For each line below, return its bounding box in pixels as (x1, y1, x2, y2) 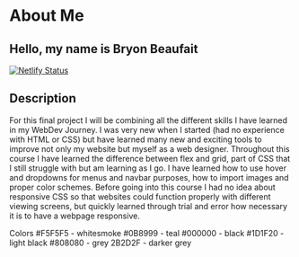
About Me (9, 5, 84, 26)
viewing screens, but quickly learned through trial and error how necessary (9, 200, 288, 211)
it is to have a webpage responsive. (9, 210, 141, 221)
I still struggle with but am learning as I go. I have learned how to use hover (9, 163, 287, 173)
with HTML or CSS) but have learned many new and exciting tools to (9, 134, 262, 145)
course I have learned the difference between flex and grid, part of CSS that (9, 153, 291, 164)
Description (9, 91, 76, 106)
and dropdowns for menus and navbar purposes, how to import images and (9, 172, 289, 182)
